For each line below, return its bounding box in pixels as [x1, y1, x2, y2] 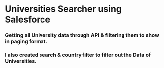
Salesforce [5, 14, 51, 25]
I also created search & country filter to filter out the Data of [5, 51, 151, 58]
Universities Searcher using [5, 3, 122, 15]
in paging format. [5, 38, 48, 45]
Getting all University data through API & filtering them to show [5, 32, 160, 39]
